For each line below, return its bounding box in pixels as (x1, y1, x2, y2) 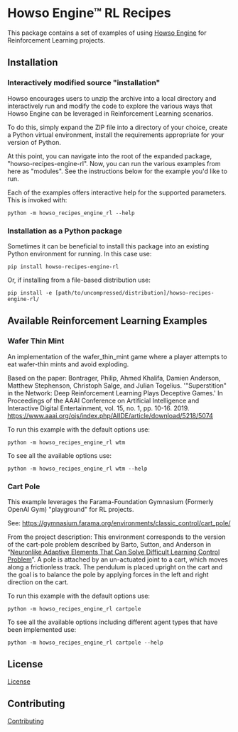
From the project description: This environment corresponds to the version (7, 532, 226, 541)
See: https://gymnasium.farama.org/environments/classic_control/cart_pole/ (7, 518, 231, 527)
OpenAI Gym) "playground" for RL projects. (7, 505, 134, 513)
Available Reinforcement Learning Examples (7, 315, 207, 327)
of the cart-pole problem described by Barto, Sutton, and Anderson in (7, 540, 212, 548)
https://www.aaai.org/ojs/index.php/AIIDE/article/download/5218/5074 (7, 411, 213, 420)
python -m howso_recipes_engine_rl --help (7, 209, 135, 217)
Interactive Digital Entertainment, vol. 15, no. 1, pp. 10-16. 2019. (7, 403, 190, 413)
